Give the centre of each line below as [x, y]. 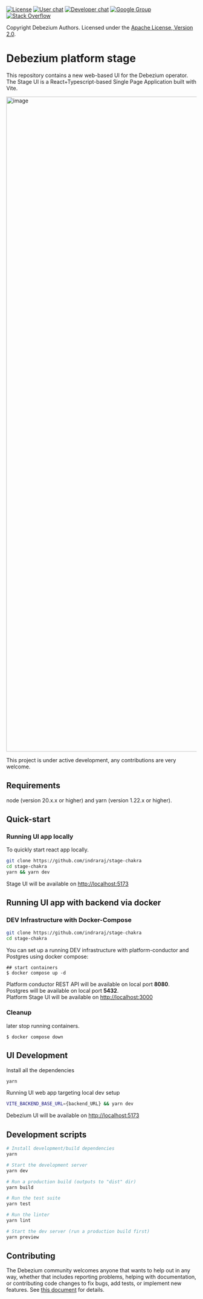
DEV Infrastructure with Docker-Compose [69, 920]
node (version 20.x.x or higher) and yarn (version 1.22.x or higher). [89, 800]
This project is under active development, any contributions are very [91, 760]
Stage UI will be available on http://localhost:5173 [67, 884]
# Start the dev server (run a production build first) [78, 1231]
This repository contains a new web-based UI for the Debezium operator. [97, 75]
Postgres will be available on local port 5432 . [63, 990]
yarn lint [19, 1221]
